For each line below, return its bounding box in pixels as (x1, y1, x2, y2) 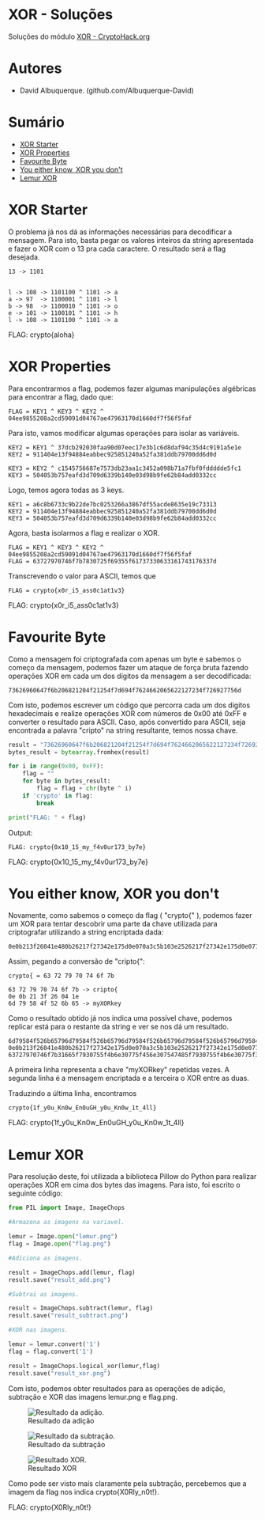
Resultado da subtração (28, 1439, 106, 1449)
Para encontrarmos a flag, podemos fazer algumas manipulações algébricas (8, 384, 256, 393)
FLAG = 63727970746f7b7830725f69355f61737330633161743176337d (8, 557, 217, 565)
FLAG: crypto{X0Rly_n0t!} (8, 1502, 92, 1512)
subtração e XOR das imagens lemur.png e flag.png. (8, 1392, 178, 1401)
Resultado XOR (28, 1463, 77, 1473)
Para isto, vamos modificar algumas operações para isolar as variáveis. (8, 428, 240, 438)
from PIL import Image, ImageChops (8, 1204, 125, 1212)
